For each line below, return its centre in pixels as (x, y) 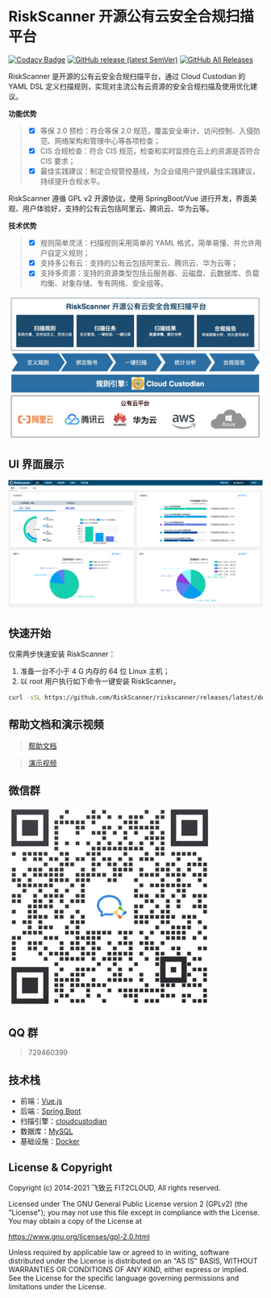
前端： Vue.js (41, 1101)
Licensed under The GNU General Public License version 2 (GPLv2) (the (128, 1204)
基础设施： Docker (50, 1141)
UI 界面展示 (36, 465)
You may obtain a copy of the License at (75, 1221)
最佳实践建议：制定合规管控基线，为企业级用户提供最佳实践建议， (150, 171)
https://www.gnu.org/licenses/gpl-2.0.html (79, 1237)
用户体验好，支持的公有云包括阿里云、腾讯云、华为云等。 (118, 209)
